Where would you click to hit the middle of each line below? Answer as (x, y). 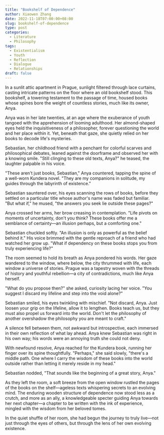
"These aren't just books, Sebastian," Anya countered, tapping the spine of (81, 173)
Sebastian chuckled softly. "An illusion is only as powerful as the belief (76, 233)
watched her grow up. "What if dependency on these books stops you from (81, 243)
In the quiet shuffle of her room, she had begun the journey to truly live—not (82, 418)
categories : (17, 32)
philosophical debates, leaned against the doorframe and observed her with (82, 153)
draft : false (18, 73)
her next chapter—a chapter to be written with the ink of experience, (74, 403)
